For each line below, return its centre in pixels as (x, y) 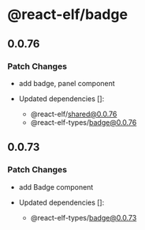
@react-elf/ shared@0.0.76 (74, 114)
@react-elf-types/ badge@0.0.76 (84, 122)
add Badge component (56, 187)
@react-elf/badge (67, 15)
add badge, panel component (67, 83)
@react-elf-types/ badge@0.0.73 (84, 217)
